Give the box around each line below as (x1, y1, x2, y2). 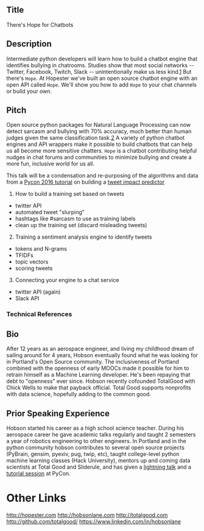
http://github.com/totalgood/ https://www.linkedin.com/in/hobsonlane (6, 518, 181, 525)
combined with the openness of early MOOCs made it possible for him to (6, 364, 189, 372)
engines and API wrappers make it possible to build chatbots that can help (6, 140, 193, 148)
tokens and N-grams (15, 245, 67, 253)
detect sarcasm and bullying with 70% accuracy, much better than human (6, 128, 192, 135)
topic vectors (15, 258, 49, 265)
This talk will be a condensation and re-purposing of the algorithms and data (6, 172, 199, 179)
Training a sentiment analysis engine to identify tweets (15, 233, 152, 240)
